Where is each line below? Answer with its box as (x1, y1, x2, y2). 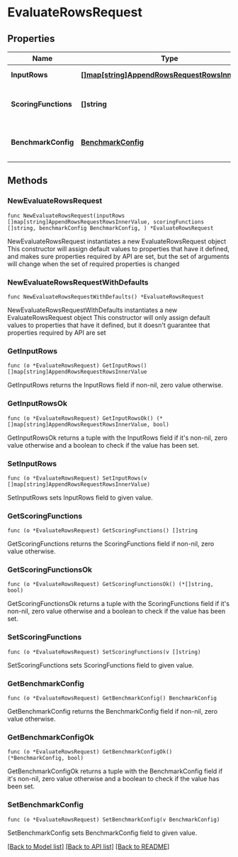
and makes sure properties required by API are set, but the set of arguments (7, 252, 229, 260)
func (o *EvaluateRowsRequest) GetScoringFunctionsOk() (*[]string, (7, 581, 214, 588)
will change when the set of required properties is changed (7, 260, 180, 268)
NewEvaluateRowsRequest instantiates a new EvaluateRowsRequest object (7, 237, 227, 245)
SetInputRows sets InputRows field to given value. (7, 493, 154, 502)
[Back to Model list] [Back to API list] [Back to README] (7, 842, 170, 851)
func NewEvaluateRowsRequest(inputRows (7, 212, 125, 219)
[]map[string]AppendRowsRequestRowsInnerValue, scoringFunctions (7, 218, 204, 226)
